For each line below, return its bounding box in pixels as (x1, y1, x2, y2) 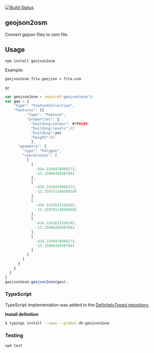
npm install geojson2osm (5, 58, 55, 63)
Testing (5, 332, 23, 339)
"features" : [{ (14, 108, 45, 113)
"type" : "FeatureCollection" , (14, 103, 75, 108)
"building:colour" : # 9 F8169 (31, 121, 88, 126)
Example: (5, 67, 24, 73)
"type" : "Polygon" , (22, 149, 62, 153)
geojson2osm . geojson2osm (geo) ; (5, 279, 68, 284)
